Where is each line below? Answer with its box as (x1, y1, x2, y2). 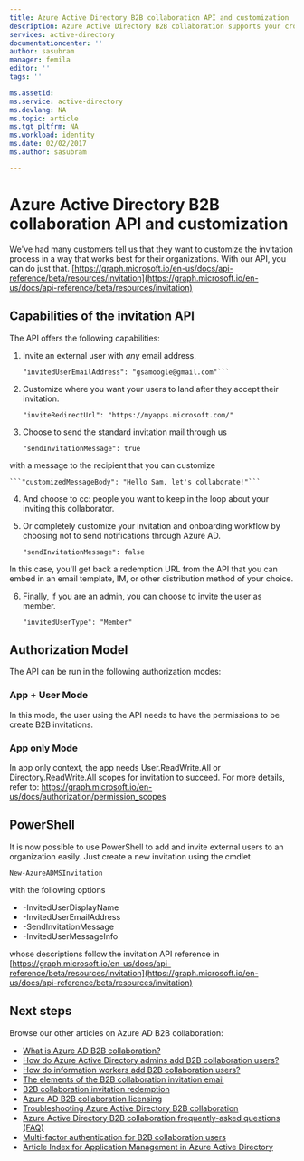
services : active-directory (9, 30, 116, 39)
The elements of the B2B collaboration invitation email (22, 1074, 224, 1085)
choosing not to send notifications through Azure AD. (22, 530, 222, 541)
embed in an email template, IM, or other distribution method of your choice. (9, 572, 294, 584)
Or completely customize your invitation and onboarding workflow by (22, 520, 280, 531)
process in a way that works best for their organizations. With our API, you (9, 253, 287, 264)
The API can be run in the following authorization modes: (9, 667, 222, 677)
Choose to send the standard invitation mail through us (22, 427, 228, 437)
